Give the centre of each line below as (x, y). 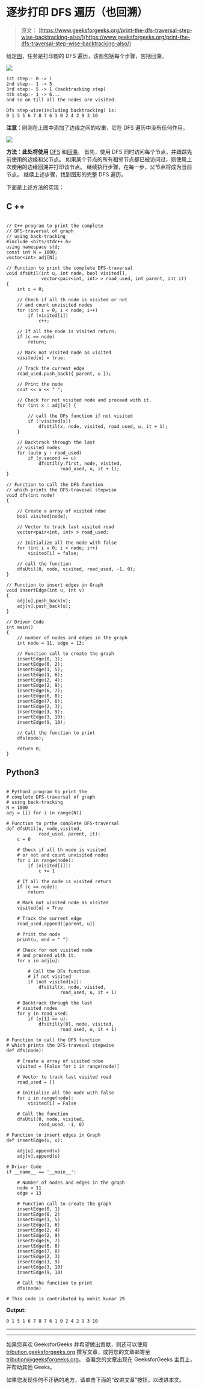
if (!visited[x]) (49, 421)
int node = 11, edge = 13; (51, 643)
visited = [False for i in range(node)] (68, 1066)
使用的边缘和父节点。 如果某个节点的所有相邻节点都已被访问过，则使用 (99, 159)
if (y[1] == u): (48, 1019)
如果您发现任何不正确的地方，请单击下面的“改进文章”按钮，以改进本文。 (96, 1379)
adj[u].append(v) (39, 1151)
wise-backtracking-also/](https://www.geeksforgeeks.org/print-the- (106, 37)
